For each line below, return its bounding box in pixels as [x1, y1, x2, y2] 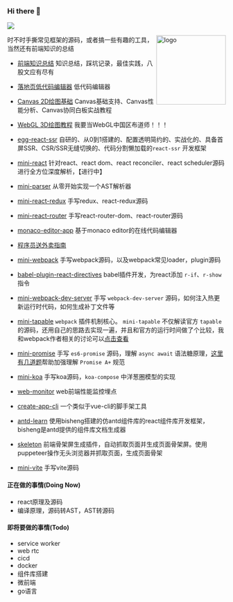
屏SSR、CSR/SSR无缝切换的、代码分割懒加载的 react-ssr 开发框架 [17, 144, 207, 152]
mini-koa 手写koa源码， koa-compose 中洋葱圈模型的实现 [17, 373, 175, 381]
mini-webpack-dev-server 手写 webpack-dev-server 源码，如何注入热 [17, 294, 214, 302]
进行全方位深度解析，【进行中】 [17, 168, 106, 176]
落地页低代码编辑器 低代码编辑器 [17, 82, 111, 91]
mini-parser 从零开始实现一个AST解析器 [17, 182, 132, 191]
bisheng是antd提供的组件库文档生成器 [17, 425, 126, 434]
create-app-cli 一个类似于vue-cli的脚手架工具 [17, 402, 147, 411]
